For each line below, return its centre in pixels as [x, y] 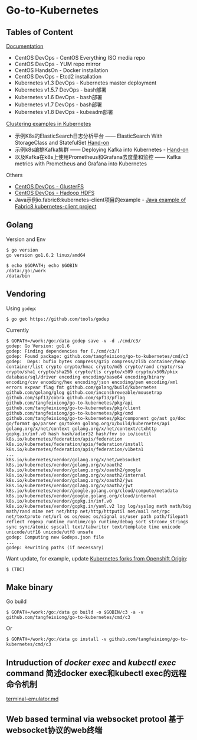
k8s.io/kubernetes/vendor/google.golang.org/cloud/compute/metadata [92, 491]
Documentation [25, 46]
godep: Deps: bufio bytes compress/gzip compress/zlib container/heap [96, 361]
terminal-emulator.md [32, 699]
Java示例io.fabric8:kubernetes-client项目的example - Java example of [100, 200]
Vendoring [26, 294]
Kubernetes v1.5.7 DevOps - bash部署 [60, 90]
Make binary [29, 587]
